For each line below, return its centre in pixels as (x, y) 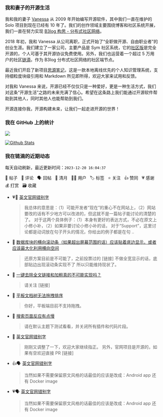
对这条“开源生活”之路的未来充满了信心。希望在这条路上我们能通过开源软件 (79, 93)
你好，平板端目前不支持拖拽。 (54, 305)
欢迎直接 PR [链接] (55, 353)
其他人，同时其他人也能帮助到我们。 (49, 98)
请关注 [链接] (37, 285)
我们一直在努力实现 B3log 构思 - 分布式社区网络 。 (55, 31)
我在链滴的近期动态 (27, 156)
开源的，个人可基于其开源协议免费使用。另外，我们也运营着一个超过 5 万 (78, 54)
